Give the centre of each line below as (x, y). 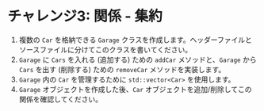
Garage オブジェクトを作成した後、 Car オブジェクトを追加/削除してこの (135, 89)
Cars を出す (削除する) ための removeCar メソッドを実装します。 (122, 69)
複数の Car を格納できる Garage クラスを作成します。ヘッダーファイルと (136, 40)
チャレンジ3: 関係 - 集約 (85, 16)
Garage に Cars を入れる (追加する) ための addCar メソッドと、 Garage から (138, 59)
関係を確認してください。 (60, 99)
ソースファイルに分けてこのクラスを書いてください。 (105, 49)
